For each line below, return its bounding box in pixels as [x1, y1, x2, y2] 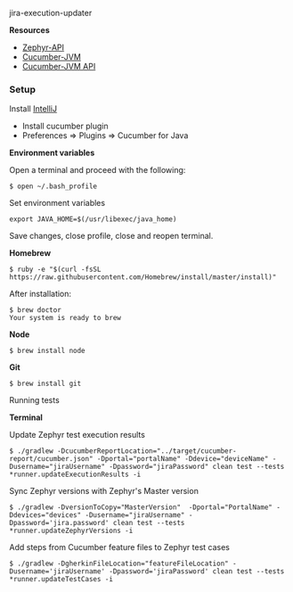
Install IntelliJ [9, 103, 58, 114]
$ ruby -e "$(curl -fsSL [9, 265, 102, 275]
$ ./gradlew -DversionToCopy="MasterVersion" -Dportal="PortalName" [9, 503, 273, 512]
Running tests [9, 395, 60, 406]
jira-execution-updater [9, 8, 93, 18]
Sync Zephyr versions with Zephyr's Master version [9, 486, 199, 497]
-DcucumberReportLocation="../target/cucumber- [56, 447, 238, 456]
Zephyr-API [21, 42, 65, 53]
